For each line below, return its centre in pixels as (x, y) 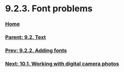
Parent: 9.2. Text (26, 37)
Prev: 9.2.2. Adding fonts (36, 50)
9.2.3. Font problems (49, 9)
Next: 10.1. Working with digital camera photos (62, 64)
